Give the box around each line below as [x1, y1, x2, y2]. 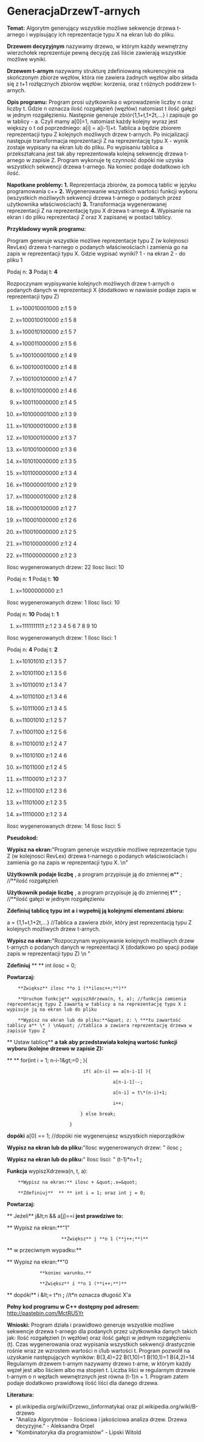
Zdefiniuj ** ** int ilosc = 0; [7, 962, 76, 969]
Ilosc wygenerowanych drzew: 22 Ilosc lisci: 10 [7, 563, 124, 570]
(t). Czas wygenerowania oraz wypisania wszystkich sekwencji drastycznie [7, 1341, 195, 1348]
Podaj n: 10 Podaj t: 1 [7, 610, 59, 618]
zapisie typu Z [7, 1028, 46, 1034]
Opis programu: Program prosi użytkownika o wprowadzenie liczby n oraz [7, 98, 194, 106]
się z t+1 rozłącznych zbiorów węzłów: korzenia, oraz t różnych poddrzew [7, 80, 191, 87]
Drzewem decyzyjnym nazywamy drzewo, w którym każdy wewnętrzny [7, 43, 188, 50]
